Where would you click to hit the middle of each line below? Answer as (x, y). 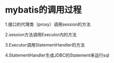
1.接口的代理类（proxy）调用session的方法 (48, 24)
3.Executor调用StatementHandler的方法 (45, 45)
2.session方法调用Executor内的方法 (41, 34)
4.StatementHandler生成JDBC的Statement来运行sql (57, 55)
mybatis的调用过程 (43, 10)
